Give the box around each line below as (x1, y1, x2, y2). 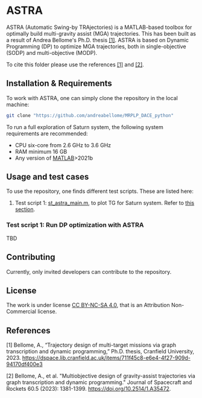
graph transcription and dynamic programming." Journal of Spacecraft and (6, 379, 192, 386)
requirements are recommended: (6, 130, 89, 137)
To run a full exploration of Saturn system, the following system (6, 123, 164, 130)
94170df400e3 (6, 361, 43, 368)
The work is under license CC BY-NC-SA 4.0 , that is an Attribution (6, 302, 170, 309)
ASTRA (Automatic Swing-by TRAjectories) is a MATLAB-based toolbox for (6, 24, 192, 31)
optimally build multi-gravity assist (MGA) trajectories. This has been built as (6, 30, 196, 37)
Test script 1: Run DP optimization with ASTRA (6, 221, 144, 229)
